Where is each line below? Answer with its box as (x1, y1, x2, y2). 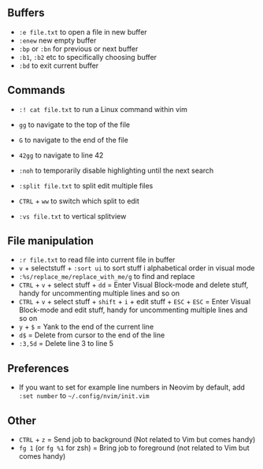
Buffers (7, 6, 45, 20)
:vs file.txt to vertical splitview (18, 211, 127, 221)
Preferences (7, 362, 69, 375)
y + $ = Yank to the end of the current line (18, 322, 154, 332)
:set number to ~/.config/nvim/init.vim (18, 391, 150, 400)
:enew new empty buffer (18, 35, 97, 45)
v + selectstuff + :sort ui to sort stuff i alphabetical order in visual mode (18, 263, 255, 273)
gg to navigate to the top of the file (18, 120, 131, 129)
